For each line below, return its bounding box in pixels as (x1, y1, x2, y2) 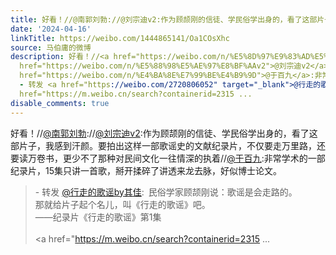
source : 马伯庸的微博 (10, 42, 92, 53)
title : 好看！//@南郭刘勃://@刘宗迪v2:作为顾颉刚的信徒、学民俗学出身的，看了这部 (10, 14, 318, 25)
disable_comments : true (10, 98, 110, 108)
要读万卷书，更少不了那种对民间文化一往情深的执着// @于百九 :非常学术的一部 (10, 152, 326, 164)
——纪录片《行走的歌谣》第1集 (34, 211, 162, 223)
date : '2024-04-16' (10, 24, 92, 34)
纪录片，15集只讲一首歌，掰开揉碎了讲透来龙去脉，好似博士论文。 (10, 164, 282, 176)
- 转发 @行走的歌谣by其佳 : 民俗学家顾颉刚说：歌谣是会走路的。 (34, 186, 298, 198)
